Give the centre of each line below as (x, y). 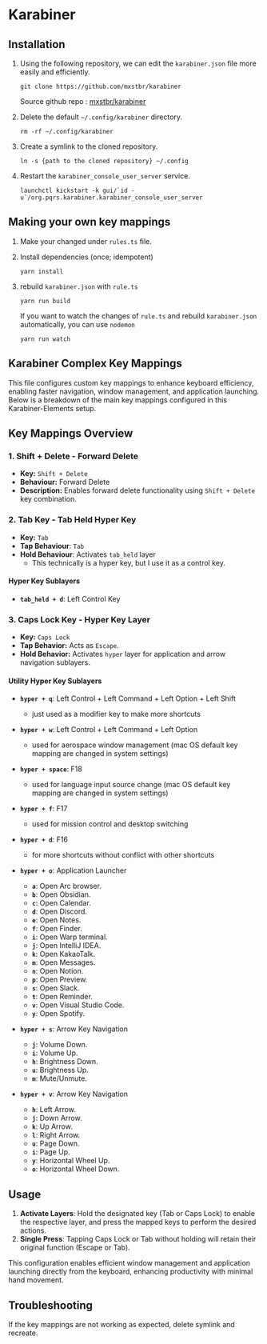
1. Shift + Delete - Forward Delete (73, 456)
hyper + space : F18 (51, 769)
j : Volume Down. (60, 1045)
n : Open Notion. (58, 971)
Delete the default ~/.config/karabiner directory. (101, 117)
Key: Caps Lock (45, 637)
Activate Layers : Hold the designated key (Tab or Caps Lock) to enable (137, 1214)
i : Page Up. (51, 1152)
